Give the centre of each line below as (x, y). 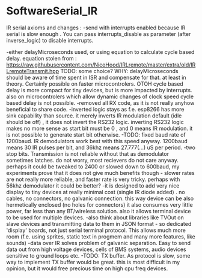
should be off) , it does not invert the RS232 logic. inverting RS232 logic (95, 122)
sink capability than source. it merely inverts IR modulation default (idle (94, 116)
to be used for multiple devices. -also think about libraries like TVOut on (95, 217)
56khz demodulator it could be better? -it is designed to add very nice (93, 185)
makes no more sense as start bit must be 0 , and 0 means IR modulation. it (99, 128)
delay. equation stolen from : (41, 58)
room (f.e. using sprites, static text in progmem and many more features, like (101, 236)
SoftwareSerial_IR (52, 11)
